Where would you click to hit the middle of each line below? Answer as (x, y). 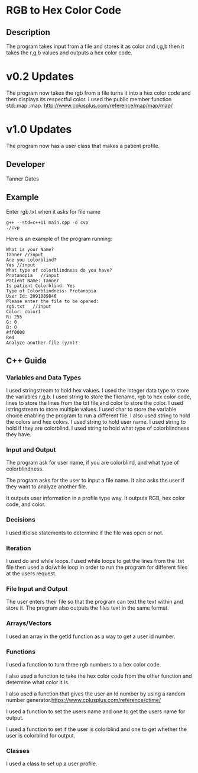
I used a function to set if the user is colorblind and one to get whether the (97, 729)
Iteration (19, 548)
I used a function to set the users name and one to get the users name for (96, 711)
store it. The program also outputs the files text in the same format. (88, 608)
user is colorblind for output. (41, 735)
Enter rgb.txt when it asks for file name (53, 211)
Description (28, 32)
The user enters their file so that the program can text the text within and (95, 602)
